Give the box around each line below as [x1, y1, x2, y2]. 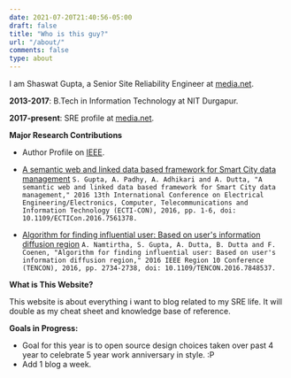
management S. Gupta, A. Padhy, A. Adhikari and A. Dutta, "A [21, 174, 263, 184]
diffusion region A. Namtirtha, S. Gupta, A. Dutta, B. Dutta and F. [21, 239, 276, 249]
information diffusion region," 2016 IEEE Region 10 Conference [21, 256, 264, 265]
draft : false [9, 21, 57, 30]
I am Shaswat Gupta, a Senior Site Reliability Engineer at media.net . [9, 79, 255, 89]
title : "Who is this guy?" [9, 29, 109, 38]
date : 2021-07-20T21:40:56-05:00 [9, 12, 133, 22]
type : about [9, 54, 53, 63]
